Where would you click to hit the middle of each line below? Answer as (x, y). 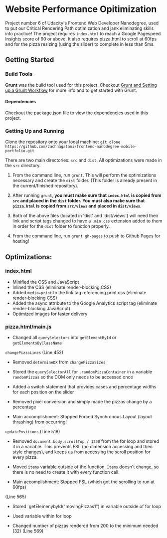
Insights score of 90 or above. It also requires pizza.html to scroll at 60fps (81, 39)
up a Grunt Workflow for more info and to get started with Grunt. (71, 90)
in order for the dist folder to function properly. (61, 226)
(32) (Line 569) (28, 531)
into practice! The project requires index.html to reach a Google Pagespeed (83, 33)
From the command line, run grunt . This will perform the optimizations (84, 175)
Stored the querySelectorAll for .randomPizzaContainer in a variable (82, 372)
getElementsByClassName (37, 343)
